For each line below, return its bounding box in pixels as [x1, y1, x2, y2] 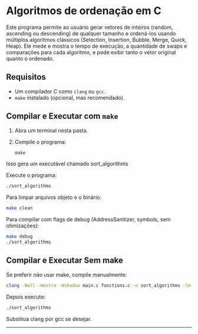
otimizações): [6, 222, 39, 230]
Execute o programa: [6, 172, 57, 179]
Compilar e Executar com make [6, 111, 118, 122]
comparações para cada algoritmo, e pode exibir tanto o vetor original [6, 48, 176, 55]
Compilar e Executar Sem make [6, 256, 124, 266]
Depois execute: [6, 293, 46, 300]
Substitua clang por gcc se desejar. [6, 315, 93, 322]
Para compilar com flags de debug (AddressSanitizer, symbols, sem [6, 216, 171, 223]
